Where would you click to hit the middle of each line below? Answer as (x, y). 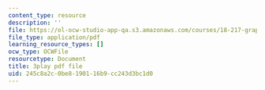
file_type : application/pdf (54, 37)
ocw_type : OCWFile (38, 52)
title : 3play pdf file (45, 67)
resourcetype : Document (47, 59)
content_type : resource (47, 15)
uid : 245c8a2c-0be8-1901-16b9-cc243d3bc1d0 (81, 74)
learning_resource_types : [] (56, 45)
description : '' (35, 23)
